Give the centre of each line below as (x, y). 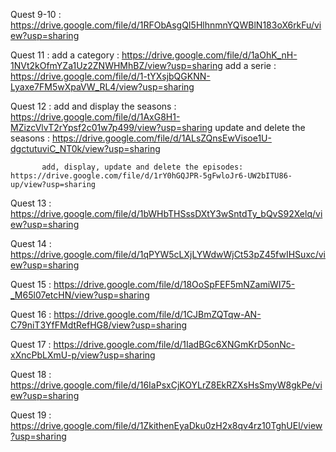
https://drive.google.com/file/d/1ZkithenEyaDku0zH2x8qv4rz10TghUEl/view (166, 425)
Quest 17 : (31, 344)
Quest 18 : (31, 374)
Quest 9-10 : (36, 14)
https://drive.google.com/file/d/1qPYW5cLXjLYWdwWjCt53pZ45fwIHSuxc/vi (168, 254)
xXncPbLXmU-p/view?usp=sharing (83, 355)
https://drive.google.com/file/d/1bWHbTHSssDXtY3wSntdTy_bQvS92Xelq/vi (166, 213)
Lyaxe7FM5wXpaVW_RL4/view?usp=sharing (102, 87)
